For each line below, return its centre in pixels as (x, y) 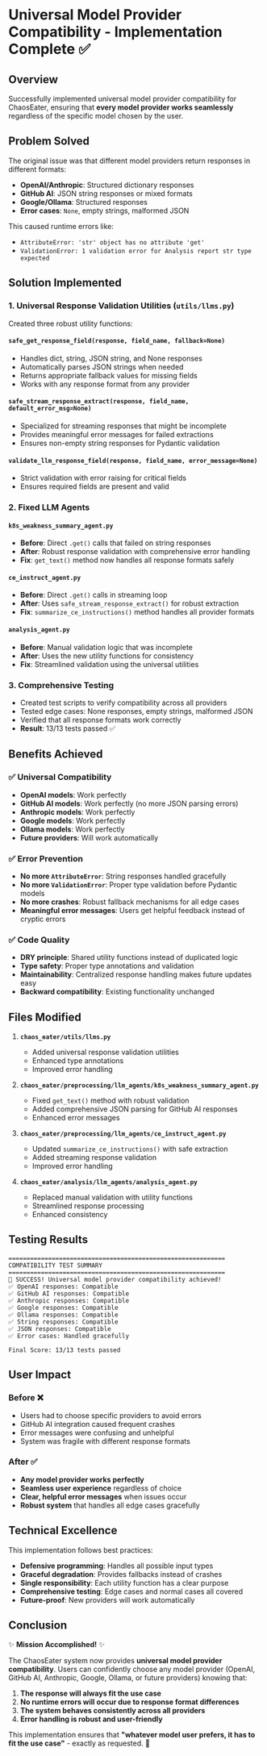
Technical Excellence (63, 1531)
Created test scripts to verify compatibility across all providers (123, 703)
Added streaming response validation (94, 1157)
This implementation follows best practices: (81, 1550)
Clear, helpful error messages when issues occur (103, 1496)
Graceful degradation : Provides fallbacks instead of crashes (121, 1574)
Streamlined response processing (88, 1206)
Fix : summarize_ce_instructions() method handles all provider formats (137, 612)
